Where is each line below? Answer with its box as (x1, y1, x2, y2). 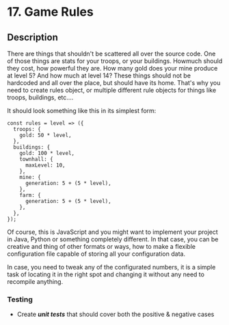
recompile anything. (7, 278, 64, 285)
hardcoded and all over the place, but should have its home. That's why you (7, 79, 221, 86)
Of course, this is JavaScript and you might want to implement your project (7, 228, 219, 236)
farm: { (19, 192, 41, 199)
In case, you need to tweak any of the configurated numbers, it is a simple (7, 263, 216, 271)
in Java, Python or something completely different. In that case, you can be (7, 235, 219, 243)
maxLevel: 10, (25, 162, 66, 169)
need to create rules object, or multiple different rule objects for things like (7, 86, 217, 94)
